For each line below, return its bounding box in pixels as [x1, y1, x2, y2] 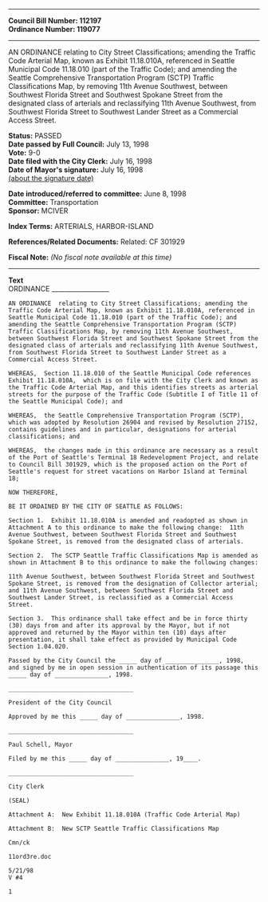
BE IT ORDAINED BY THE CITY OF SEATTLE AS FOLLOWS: [8, 503, 183, 511]
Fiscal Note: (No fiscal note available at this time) [8, 253, 172, 262]
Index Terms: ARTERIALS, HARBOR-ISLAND [8, 222, 154, 231]
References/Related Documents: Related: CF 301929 [8, 237, 185, 247]
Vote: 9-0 [8, 148, 41, 157]
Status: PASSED [8, 131, 62, 140]
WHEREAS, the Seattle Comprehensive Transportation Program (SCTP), [8, 411, 245, 419]
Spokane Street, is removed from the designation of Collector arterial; [8, 579, 259, 587]
